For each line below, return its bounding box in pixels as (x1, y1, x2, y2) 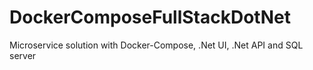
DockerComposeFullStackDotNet (9, 6, 291, 29)
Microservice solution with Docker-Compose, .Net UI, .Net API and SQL (9, 39, 304, 51)
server (9, 49, 37, 61)
